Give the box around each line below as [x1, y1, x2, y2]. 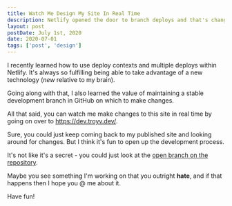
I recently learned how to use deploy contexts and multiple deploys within [7, 61, 217, 69]
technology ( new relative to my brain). [7, 76, 115, 83]
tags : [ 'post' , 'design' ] [7, 42, 81, 49]
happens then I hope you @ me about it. [7, 179, 121, 187]
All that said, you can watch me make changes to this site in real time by [7, 110, 212, 118]
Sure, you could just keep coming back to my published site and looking [7, 130, 212, 138]
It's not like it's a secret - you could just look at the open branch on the [7, 151, 209, 159]
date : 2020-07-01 [7, 36, 57, 43]
